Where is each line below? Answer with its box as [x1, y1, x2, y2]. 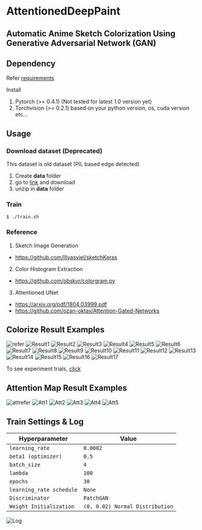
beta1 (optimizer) [9, 453, 62, 460]
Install [6, 86, 21, 93]
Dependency [6, 58, 56, 69]
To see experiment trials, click [6, 365, 81, 372]
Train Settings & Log [6, 417, 84, 427]
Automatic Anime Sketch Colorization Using [6, 29, 176, 39]
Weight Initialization [9, 503, 74, 510]
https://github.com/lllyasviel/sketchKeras [15, 253, 118, 261]
